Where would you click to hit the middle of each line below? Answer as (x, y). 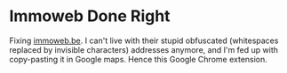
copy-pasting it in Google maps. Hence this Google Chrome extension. (139, 59)
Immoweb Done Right (90, 16)
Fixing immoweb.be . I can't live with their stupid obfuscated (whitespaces (144, 40)
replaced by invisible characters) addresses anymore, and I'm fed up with (143, 49)
